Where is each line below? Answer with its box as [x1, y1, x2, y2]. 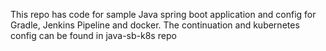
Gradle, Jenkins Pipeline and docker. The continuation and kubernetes [10, 19, 300, 31]
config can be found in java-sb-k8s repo [10, 30, 177, 41]
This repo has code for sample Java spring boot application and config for [10, 9, 317, 20]
